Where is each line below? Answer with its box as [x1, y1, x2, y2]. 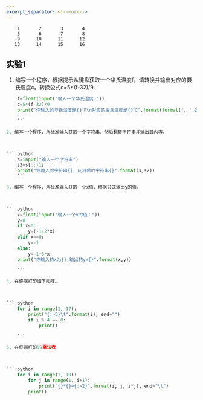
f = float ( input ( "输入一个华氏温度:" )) [17, 96, 105, 102]
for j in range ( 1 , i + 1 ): [28, 377, 91, 384]
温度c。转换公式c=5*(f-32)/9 [20, 84, 94, 91]
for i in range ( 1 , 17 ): [17, 306, 77, 312]
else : [17, 245, 31, 251]
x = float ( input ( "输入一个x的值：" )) [17, 211, 100, 218]
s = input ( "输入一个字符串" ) [17, 156, 79, 163]
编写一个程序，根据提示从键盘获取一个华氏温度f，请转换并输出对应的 [14, 76, 187, 83]
